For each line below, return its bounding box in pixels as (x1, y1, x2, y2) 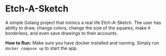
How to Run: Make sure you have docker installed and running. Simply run (5, 39, 159, 45)
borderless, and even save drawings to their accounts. (5, 30, 118, 36)
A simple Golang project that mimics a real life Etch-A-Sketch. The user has (5, 19, 161, 25)
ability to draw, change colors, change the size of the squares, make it (5, 24, 151, 30)
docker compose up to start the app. (5, 45, 78, 51)
